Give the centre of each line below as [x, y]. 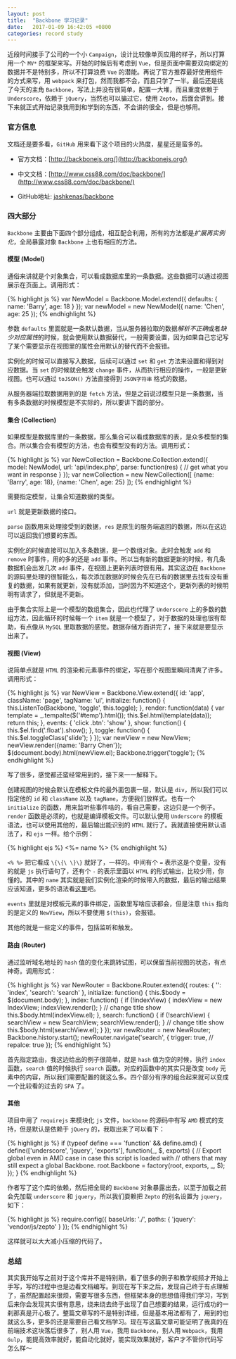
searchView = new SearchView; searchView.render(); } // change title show [116, 1022]
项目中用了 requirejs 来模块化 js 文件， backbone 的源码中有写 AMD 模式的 [113, 1120]
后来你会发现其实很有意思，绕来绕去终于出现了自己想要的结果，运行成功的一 [118, 1304]
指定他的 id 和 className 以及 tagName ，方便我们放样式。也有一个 [101, 799]
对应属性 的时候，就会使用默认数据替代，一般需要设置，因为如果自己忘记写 [121, 337]
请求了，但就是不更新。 [53, 594]
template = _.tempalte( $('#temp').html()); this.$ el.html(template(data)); [110, 715]
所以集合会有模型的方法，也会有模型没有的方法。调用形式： [105, 446]
